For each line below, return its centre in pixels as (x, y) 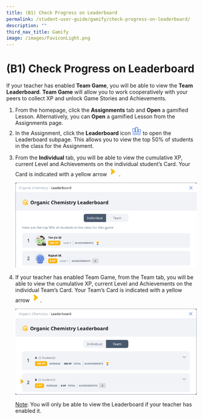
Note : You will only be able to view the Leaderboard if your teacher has (103, 404)
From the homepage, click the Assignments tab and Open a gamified (101, 110)
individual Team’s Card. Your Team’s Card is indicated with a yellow (98, 290)
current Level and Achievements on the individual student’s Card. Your (102, 164)
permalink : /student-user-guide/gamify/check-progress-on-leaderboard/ (98, 19)
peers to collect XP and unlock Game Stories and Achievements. (87, 98)
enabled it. (28, 411)
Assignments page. (39, 123)
